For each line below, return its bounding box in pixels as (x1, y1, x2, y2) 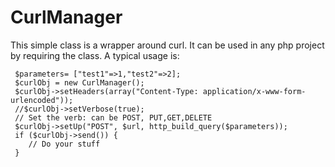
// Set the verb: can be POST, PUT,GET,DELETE (14, 112, 213, 123)
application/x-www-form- (202, 86, 307, 96)
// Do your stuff (28, 139, 101, 149)
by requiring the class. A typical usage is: (10, 49, 180, 61)
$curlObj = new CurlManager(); (14, 77, 145, 88)
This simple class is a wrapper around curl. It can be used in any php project (10, 39, 325, 51)
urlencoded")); (10, 95, 74, 105)
